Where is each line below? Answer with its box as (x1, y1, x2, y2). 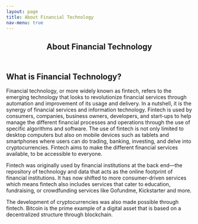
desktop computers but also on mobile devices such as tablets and (6, 132, 170, 139)
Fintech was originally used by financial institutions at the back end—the (6, 162, 183, 169)
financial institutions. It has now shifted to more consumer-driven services (6, 174, 187, 181)
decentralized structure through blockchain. (6, 211, 113, 218)
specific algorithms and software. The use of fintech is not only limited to (6, 125, 184, 132)
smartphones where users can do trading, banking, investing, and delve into (6, 137, 191, 145)
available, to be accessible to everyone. (6, 151, 103, 158)
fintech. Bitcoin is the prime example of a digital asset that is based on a (6, 205, 181, 212)
